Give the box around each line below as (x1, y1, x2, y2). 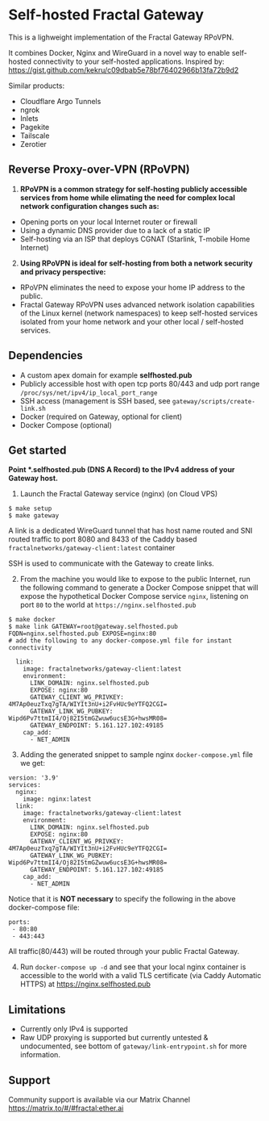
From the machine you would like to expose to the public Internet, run (19, 575, 251, 584)
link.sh (19, 404, 46, 412)
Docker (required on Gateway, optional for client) (19, 412, 183, 421)
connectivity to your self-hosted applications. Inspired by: (33, 56, 225, 66)
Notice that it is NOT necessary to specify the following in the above (8, 894, 236, 904)
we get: (19, 759, 46, 768)
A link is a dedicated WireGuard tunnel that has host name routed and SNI (8, 526, 253, 536)
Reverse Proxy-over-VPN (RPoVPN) (8, 163, 191, 177)
